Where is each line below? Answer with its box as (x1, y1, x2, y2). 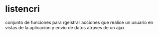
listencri (5, 3, 40, 15)
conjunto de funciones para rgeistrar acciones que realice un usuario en (5, 19, 154, 25)
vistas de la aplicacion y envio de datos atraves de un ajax (5, 24, 125, 30)
